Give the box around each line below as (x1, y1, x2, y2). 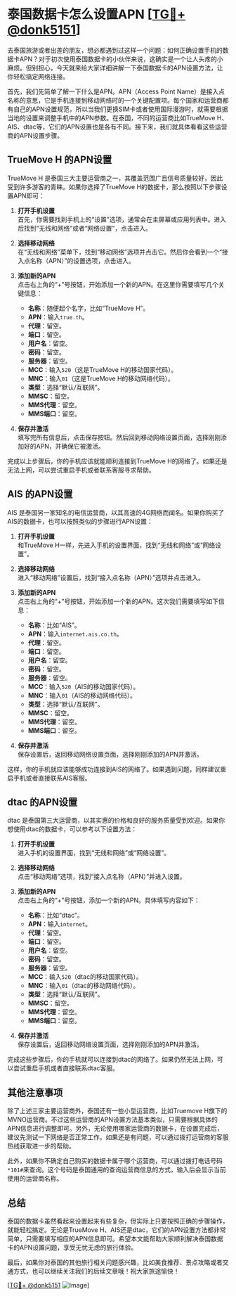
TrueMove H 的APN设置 (7, 154, 112, 166)
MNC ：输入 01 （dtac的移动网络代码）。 (27, 982, 140, 990)
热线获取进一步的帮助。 (7, 1142, 75, 1150)
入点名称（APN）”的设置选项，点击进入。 (17, 256, 136, 264)
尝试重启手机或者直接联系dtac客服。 (13, 1064, 119, 1072)
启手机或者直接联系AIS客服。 (7, 774, 91, 782)
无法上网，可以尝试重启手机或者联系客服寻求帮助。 (7, 466, 155, 474)
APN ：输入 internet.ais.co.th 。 (27, 629, 123, 638)
